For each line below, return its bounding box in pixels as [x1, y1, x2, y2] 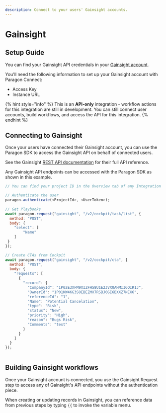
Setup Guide [5, 48, 45, 57]
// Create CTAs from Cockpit [5, 252, 66, 257]
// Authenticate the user [5, 193, 59, 198]
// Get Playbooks [5, 207, 41, 212]
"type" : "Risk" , [27, 304, 61, 309]
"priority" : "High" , [27, 313, 70, 318]
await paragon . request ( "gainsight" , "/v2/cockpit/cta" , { [5, 257, 128, 262]
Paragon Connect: [5, 77, 43, 83]
